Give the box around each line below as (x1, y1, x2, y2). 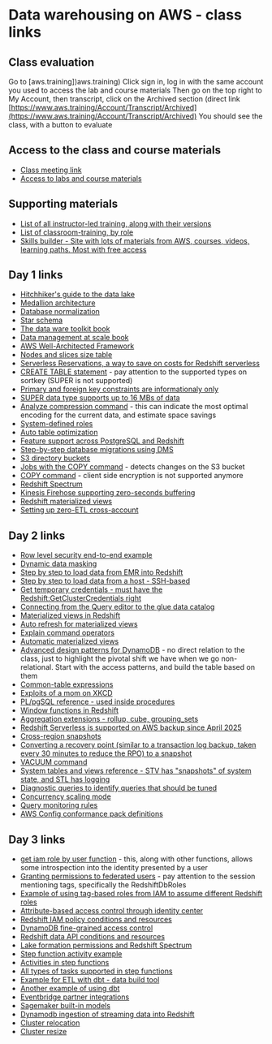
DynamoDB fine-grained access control (19, 923, 153, 933)
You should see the (198, 111, 263, 121)
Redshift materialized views (19, 497, 112, 507)
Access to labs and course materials (19, 173, 142, 183)
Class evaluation (8, 55, 95, 69)
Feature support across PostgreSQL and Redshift (19, 436, 184, 446)
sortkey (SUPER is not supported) (19, 376, 133, 386)
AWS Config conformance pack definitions (19, 809, 164, 819)
